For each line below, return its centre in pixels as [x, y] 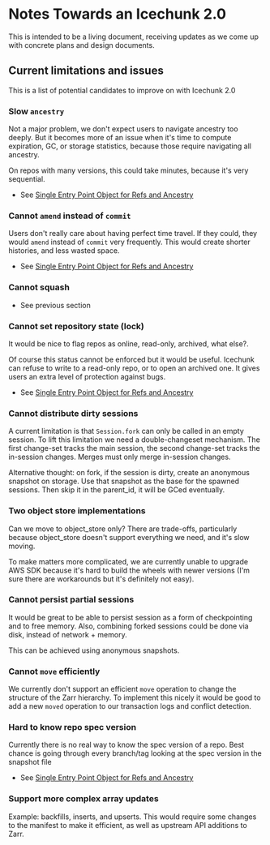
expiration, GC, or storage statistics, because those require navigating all [130, 146]
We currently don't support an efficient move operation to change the [122, 689]
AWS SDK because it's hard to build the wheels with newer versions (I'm [129, 570]
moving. [22, 546]
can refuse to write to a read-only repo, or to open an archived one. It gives [134, 368]
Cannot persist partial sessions [71, 599]
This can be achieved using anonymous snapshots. [94, 650]
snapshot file [30, 762]
